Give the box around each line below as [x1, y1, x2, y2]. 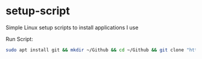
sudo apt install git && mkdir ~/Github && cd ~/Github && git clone [5, 46, 185, 53]
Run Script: [5, 35, 34, 42]
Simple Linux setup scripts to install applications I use [5, 24, 139, 31]
